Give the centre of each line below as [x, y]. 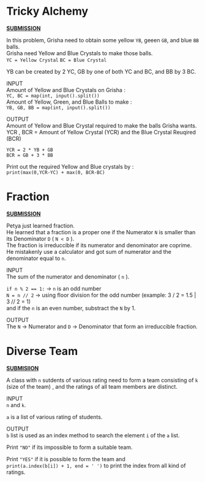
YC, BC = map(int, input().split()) [53, 96]
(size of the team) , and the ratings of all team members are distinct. [92, 386]
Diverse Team [42, 351]
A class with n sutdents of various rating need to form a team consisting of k [102, 380]
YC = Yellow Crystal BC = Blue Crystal [57, 60]
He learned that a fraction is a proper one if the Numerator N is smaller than [101, 232]
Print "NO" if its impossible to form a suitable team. [69, 447]
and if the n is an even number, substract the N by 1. [71, 308]
